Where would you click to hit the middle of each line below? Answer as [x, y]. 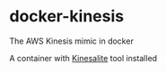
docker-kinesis [66, 16]
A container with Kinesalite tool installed [83, 58]
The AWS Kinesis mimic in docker [72, 41]
